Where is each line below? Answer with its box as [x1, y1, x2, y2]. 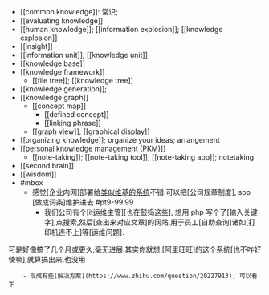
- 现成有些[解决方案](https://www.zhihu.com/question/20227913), [22, 272, 237, 280]
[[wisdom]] [19, 169, 57, 179]
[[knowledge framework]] [19, 67, 105, 76]
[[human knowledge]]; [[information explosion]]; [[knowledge [19, 25, 223, 34]
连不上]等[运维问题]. [58, 228, 124, 236]
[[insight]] [19, 42, 54, 51]
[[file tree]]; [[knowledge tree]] [31, 75, 134, 85]
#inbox [19, 178, 43, 187]
